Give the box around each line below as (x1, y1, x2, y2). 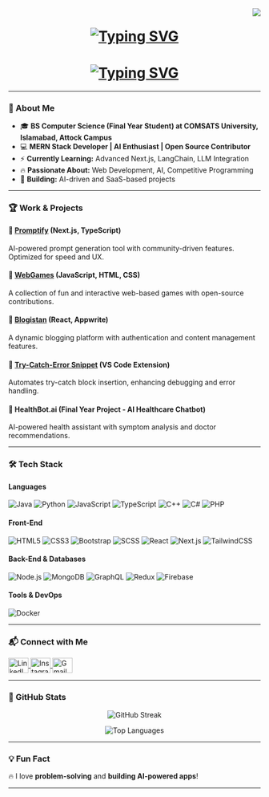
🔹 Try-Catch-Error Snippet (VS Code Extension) (8, 360, 171, 369)
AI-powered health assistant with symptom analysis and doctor (8, 422, 217, 432)
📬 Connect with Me (8, 636, 88, 648)
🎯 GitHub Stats (8, 692, 66, 703)
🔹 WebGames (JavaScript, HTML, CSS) (8, 270, 140, 280)
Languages (8, 482, 46, 491)
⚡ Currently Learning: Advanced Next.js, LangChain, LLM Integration (19, 154, 250, 164)
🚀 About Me (8, 103, 55, 114)
